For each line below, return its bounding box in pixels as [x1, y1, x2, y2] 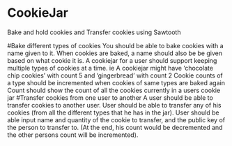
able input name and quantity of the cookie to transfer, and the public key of [7, 115, 225, 124]
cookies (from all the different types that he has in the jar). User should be [7, 108, 219, 117]
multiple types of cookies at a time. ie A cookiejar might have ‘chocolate [7, 64, 214, 72]
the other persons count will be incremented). [7, 131, 139, 139]
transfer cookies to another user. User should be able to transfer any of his [7, 101, 222, 109]
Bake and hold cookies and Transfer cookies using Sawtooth [7, 28, 181, 36]
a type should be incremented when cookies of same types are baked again [7, 78, 225, 87]
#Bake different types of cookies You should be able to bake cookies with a [7, 41, 224, 50]
